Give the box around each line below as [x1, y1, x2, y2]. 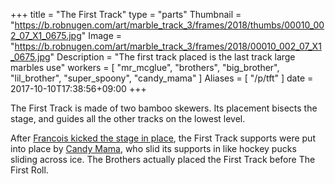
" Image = [81, 30, 123, 41]
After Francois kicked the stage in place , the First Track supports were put [10, 132, 316, 144]
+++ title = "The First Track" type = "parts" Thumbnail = [10, 9, 242, 20]
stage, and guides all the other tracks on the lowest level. [10, 113, 246, 124]
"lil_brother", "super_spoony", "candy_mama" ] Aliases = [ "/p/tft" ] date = [10, 72, 314, 84]
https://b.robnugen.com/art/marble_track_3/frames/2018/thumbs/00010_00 [14, 19, 325, 31]
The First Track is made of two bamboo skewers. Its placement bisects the [10, 102, 318, 114]
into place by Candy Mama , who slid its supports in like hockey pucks [10, 143, 297, 154]
